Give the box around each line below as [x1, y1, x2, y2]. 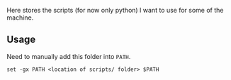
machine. [6, 13, 34, 22]
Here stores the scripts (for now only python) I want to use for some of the [6, 6, 224, 14]
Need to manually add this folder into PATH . [6, 52, 131, 60]
